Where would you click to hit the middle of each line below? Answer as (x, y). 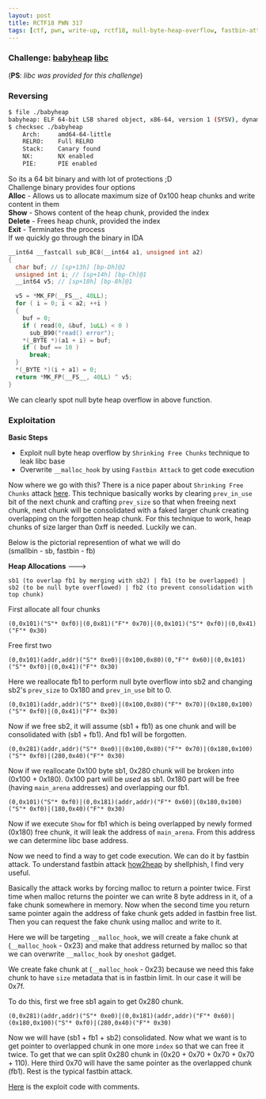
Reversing (28, 96)
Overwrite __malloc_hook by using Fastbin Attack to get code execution (137, 470)
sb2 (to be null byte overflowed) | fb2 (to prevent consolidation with (131, 588)
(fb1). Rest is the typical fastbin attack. (70, 1071)
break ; (40, 355)
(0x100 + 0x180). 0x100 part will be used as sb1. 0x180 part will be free (124, 779)
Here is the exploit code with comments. (74, 1087)
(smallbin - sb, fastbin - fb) (52, 551)
